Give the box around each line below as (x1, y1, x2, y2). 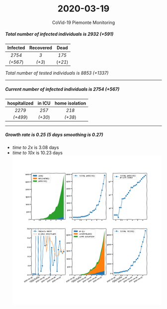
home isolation (54, 100, 86, 106)
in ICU (37, 100, 51, 106)
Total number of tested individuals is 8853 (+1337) (5, 70, 109, 76)
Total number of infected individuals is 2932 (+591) (5, 31, 114, 37)
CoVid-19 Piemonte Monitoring (52, 19, 115, 25)
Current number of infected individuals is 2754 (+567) (5, 86, 120, 92)
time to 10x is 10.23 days (12, 150, 63, 155)
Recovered (29, 45, 52, 51)
